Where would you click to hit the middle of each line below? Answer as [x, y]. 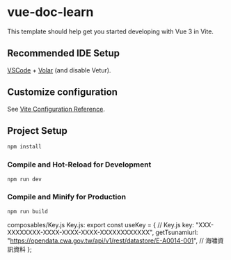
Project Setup [38, 131]
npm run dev [24, 179]
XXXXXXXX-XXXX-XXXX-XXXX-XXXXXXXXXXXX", [81, 232]
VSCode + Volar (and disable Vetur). [59, 70]
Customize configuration [63, 92]
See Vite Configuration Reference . [56, 109]
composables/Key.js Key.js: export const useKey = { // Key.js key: [101, 224]
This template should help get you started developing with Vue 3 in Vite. [111, 31]
